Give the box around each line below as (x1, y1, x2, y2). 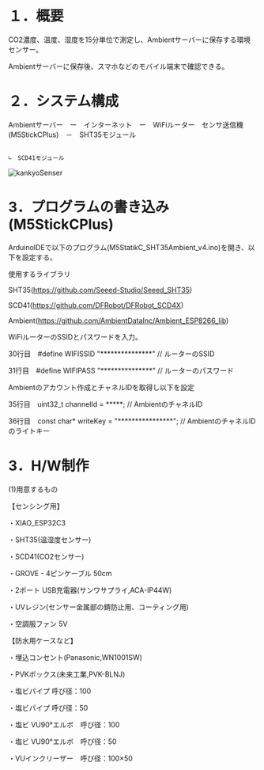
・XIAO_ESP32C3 (8, 518, 66, 527)
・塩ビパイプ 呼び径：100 (8, 686, 92, 696)
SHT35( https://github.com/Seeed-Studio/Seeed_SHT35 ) (8, 285, 193, 294)
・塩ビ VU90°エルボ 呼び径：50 (8, 737, 117, 746)
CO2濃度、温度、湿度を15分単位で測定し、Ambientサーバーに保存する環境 (8, 35, 251, 44)
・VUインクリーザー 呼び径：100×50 (8, 753, 133, 763)
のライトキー (8, 426, 50, 435)
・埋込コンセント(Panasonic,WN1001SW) (8, 652, 142, 662)
